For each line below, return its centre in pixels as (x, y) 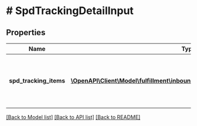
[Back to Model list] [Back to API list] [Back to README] (73, 117)
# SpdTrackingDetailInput (70, 11)
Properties (26, 33)
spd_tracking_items (37, 81)
